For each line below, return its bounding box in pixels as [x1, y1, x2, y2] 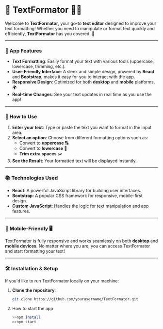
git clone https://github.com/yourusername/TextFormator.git [12, 297, 139, 302]
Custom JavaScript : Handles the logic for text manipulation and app [12, 203, 149, 209]
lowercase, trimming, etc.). [12, 64, 66, 69]
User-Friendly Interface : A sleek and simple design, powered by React [12, 69, 155, 75]
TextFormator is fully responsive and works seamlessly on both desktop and [5, 238, 158, 244]
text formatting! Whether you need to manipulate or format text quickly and [5, 25, 155, 31]
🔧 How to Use [5, 114, 37, 120]
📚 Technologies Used [5, 175, 58, 181]
